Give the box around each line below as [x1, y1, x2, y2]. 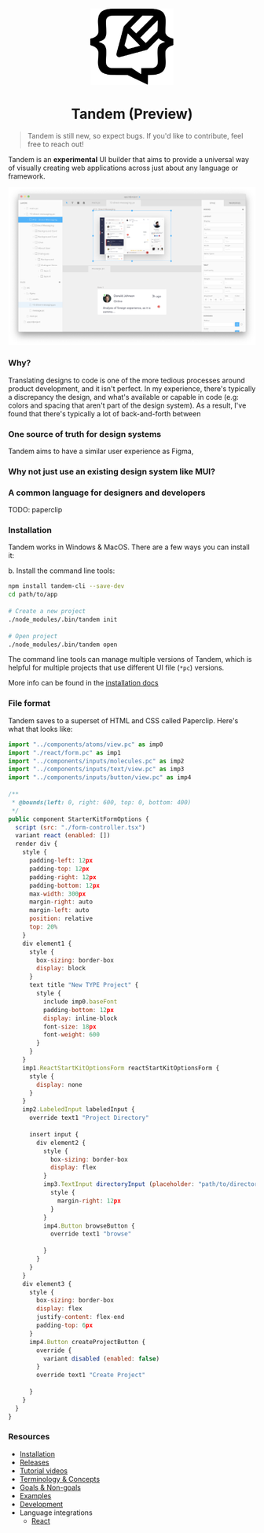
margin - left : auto [28, 907, 90, 914]
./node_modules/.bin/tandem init [8, 615, 118, 623]
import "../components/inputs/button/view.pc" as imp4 [8, 774, 192, 781]
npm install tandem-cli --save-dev [8, 582, 125, 590]
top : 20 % [28, 923, 58, 931]
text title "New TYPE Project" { [28, 981, 139, 989]
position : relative [28, 914, 93, 923]
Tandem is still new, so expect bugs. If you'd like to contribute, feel [27, 131, 244, 140]
